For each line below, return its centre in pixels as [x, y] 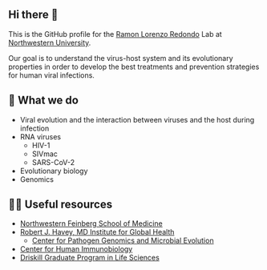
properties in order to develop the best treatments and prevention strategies [134, 66]
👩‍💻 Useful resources [61, 205]
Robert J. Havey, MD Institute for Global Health [97, 232]
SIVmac [45, 154]
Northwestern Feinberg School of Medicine [91, 224]
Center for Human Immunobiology [76, 249]
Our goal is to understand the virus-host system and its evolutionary [121, 58]
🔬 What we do [43, 101]
